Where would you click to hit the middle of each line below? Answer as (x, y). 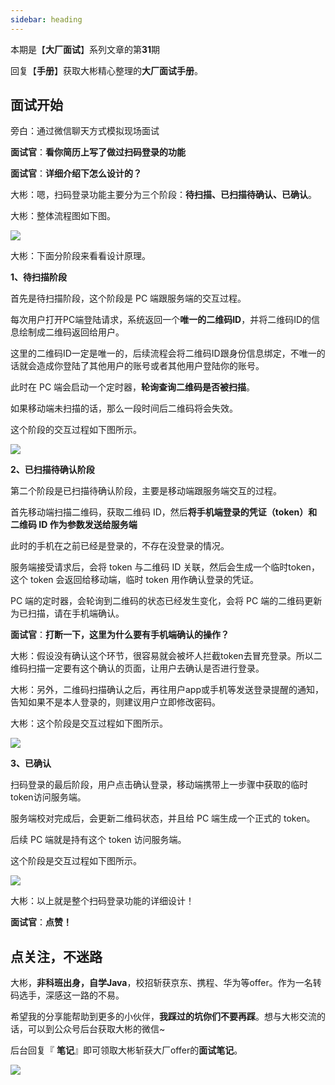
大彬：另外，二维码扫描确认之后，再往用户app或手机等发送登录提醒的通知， (167, 690)
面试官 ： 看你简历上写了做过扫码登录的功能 (98, 152)
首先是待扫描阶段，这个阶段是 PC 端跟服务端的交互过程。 (128, 298)
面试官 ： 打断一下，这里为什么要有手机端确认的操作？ (120, 635)
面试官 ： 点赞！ (41, 922)
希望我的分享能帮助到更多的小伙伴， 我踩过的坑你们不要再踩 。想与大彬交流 (163, 1017)
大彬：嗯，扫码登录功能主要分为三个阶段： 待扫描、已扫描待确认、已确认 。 (163, 195)
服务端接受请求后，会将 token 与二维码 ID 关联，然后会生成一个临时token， (165, 567)
